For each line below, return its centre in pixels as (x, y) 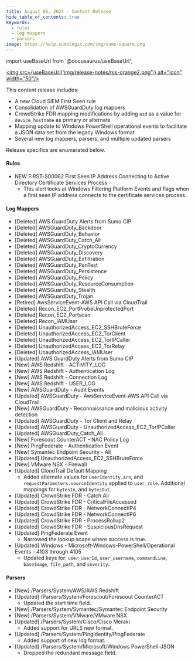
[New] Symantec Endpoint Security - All (63, 452)
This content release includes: (42, 90)
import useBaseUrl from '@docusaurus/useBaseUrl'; (69, 61)
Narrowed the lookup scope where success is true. (85, 539)
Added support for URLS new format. (68, 628)
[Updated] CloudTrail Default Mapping (61, 471)
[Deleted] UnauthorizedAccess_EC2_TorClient (70, 334)
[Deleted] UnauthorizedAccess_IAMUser (64, 352)
